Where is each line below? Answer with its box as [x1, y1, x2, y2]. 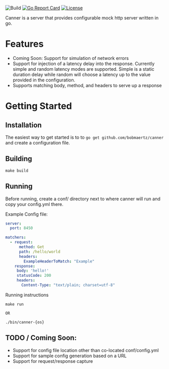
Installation [5, 120, 42, 129]
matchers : [5, 235, 27, 240]
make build [5, 168, 29, 173]
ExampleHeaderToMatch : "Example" [23, 259, 95, 264]
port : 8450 [10, 225, 33, 231]
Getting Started [5, 100, 73, 112]
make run [5, 301, 24, 307]
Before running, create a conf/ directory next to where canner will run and [5, 195, 161, 202]
